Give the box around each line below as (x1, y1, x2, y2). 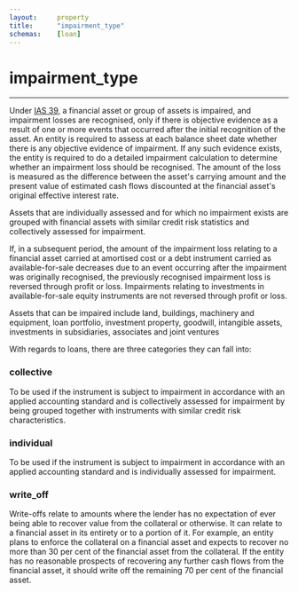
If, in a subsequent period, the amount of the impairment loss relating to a (9, 243, 278, 254)
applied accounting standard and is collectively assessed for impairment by (9, 396, 286, 407)
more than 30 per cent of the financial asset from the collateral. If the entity (9, 547, 285, 557)
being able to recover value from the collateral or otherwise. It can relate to (9, 518, 283, 529)
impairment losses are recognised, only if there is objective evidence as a (9, 114, 278, 125)
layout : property (9, 12, 90, 22)
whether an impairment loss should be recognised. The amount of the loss (9, 162, 281, 173)
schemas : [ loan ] (9, 29, 82, 38)
